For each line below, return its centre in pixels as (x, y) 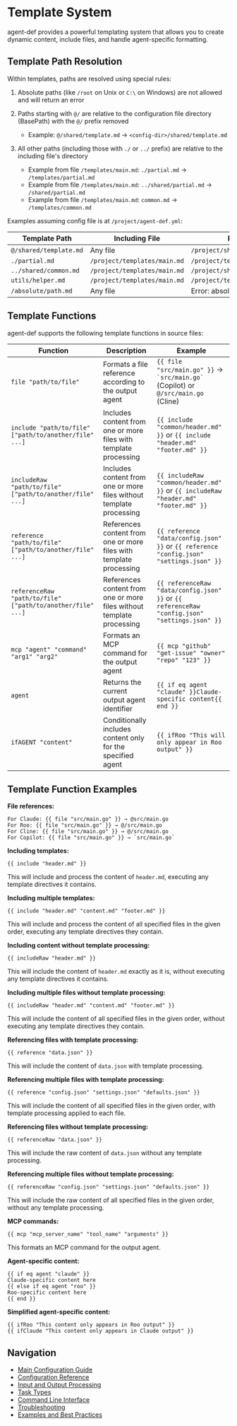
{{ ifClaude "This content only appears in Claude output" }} (101, 1331)
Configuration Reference (53, 1377)
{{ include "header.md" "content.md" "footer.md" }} (86, 911)
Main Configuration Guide (55, 1370)
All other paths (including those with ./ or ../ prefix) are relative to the (120, 148)
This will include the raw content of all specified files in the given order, (111, 1200)
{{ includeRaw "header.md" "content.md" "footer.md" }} (91, 1006)
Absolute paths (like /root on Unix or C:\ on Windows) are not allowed (120, 92)
